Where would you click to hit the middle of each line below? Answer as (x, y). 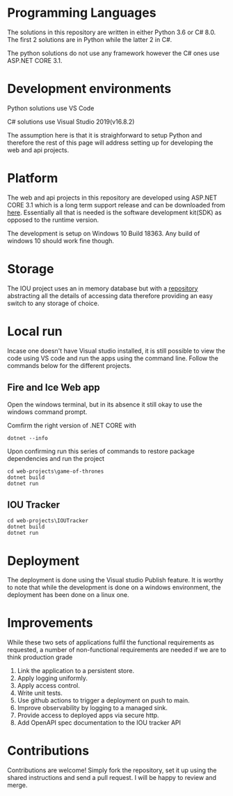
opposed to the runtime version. (53, 220)
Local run (35, 331)
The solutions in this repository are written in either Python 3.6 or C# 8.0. (112, 32)
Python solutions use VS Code (51, 108)
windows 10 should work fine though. (61, 241)
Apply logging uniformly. (53, 678)
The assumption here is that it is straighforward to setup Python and (105, 135)
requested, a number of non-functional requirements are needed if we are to (117, 650)
